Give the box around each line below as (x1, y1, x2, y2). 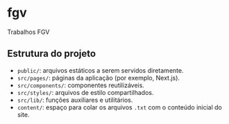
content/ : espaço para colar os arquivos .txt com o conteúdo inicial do (17, 103, 222, 112)
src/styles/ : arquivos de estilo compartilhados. (17, 88, 154, 96)
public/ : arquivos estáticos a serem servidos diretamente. (17, 66, 184, 74)
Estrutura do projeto (7, 48, 96, 60)
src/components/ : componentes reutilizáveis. (17, 81, 144, 89)
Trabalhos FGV (7, 28, 50, 36)
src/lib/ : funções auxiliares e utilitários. (17, 96, 133, 104)
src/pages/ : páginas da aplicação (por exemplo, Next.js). (17, 73, 180, 82)
